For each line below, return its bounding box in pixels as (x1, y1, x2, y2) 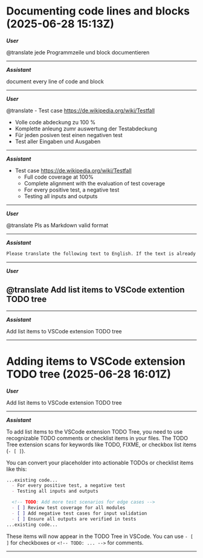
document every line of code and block (6, 77, 104, 85)
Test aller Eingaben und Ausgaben (14, 138, 101, 145)
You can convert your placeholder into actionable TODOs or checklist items (6, 459, 194, 466)
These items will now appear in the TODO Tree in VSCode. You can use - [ (6, 533, 193, 540)
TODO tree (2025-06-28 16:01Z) (6, 367, 171, 381)
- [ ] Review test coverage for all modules (11, 505, 126, 511)
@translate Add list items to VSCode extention (6, 285, 185, 295)
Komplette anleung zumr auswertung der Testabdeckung (14, 125, 157, 132)
